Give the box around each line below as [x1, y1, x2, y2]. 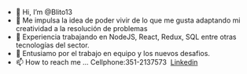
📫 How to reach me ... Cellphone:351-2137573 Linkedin [15, 58, 198, 66]
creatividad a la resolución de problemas [15, 24, 148, 33]
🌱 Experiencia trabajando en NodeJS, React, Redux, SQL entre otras [15, 32, 237, 41]
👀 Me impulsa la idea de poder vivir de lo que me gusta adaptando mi [15, 16, 241, 25]
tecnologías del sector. [15, 41, 90, 50]
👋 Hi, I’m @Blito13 [15, 8, 73, 16]
